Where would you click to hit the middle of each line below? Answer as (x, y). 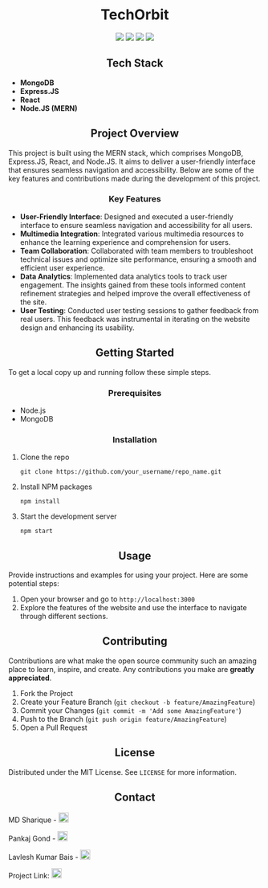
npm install (40, 502)
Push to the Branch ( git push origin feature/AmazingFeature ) (123, 719)
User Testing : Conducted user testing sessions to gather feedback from (139, 310)
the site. (33, 302)
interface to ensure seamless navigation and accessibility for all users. (136, 225)
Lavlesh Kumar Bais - (43, 857)
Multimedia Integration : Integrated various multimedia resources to (132, 234)
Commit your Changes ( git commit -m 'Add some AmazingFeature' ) (131, 710)
